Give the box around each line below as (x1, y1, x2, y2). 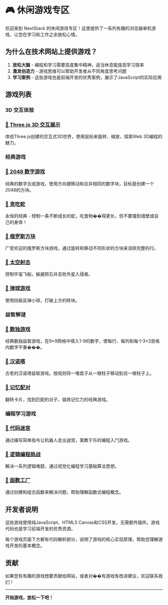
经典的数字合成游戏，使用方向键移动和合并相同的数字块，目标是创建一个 (5, 181, 154, 187)
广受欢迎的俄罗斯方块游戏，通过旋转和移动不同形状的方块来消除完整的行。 (5, 245, 158, 251)
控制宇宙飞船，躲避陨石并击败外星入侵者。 (5, 271, 93, 277)
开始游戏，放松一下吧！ (5, 594, 53, 600)
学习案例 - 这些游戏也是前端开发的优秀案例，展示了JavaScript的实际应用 (12, 74, 162, 80)
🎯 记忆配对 (5, 384, 31, 391)
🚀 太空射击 (5, 259, 31, 266)
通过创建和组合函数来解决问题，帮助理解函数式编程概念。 (5, 489, 123, 495)
